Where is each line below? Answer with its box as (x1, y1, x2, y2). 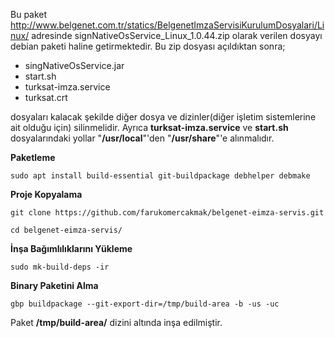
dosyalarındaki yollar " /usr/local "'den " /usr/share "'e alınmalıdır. (10, 132, 275, 144)
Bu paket (10, 9, 48, 20)
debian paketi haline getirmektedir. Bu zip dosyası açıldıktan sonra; (10, 40, 286, 52)
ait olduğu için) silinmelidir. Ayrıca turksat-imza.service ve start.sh (10, 122, 289, 133)
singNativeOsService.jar (24, 60, 125, 71)
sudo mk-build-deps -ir (10, 262, 110, 272)
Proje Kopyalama (10, 189, 83, 200)
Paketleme (10, 152, 56, 163)
